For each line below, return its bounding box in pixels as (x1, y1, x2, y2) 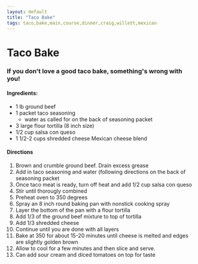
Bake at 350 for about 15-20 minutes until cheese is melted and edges (15, 232, 189, 239)
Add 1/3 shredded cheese (15, 219, 80, 226)
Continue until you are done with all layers (15, 226, 119, 233)
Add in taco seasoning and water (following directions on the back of (15, 168, 186, 175)
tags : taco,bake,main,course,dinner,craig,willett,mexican (7, 20, 157, 26)
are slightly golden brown (15, 238, 78, 245)
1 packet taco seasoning (15, 109, 75, 116)
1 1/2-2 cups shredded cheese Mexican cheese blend (15, 134, 147, 142)
